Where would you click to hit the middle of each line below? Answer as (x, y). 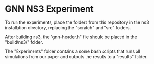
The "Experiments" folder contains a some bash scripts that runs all (73, 51)
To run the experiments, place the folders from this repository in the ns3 (77, 22)
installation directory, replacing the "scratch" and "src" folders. (68, 27)
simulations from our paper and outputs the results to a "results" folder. (77, 56)
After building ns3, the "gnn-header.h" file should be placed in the (71, 37)
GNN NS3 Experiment (49, 9)
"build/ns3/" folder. (24, 42)
